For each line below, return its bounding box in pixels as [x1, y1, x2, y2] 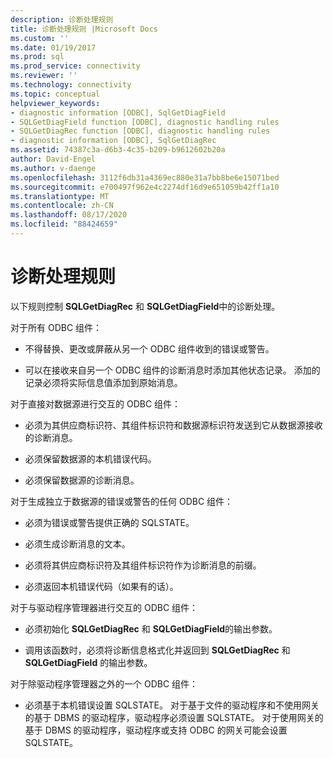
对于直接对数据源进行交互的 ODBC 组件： [10, 397, 182, 410]
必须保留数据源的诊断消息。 [24, 474, 140, 486]
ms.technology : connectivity [10, 80, 132, 90]
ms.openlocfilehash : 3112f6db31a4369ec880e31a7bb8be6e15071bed [10, 172, 280, 183]
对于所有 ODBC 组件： [10, 321, 103, 333]
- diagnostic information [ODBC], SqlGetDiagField [10, 107, 226, 118]
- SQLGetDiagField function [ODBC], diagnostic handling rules [10, 117, 280, 127]
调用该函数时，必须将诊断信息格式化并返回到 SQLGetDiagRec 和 [24, 644, 291, 656]
